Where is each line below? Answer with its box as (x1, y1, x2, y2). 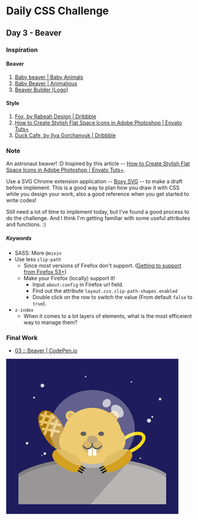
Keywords (6, 234, 32, 242)
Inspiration (6, 46, 38, 54)
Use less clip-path (14, 256, 61, 263)
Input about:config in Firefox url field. (32, 281, 124, 288)
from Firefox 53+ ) (23, 268, 67, 275)
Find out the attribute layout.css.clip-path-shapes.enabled (32, 287, 178, 294)
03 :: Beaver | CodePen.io (14, 347, 78, 354)
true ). (32, 300, 47, 307)
